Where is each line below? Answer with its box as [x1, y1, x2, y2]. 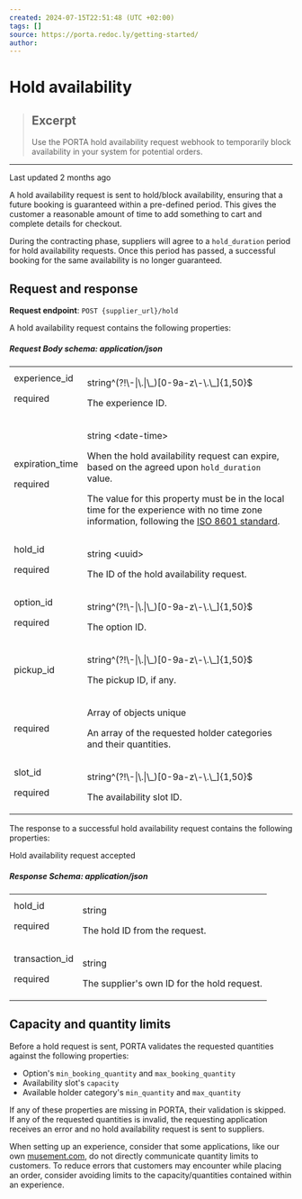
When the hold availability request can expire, [86, 450, 280, 462]
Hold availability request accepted [9, 850, 136, 861]
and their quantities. [86, 738, 172, 750]
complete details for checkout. [9, 218, 123, 230]
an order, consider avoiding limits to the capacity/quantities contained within [9, 1169, 292, 1180]
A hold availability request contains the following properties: [9, 322, 232, 333]
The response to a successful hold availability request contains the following [9, 823, 293, 834]
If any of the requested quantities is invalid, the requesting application [9, 1113, 268, 1124]
